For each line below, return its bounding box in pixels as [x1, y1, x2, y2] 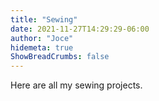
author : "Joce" [10, 33, 74, 43]
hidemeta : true [10, 42, 74, 53]
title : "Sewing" [10, 14, 78, 25]
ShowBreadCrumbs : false [10, 52, 110, 62]
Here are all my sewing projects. [10, 79, 143, 91]
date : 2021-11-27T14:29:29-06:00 [10, 24, 150, 34]
